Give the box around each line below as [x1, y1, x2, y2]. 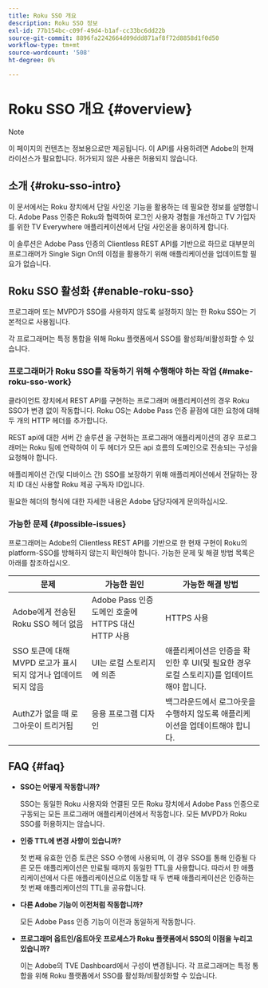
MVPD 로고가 [12, 657, 61, 669]
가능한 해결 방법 [182, 579, 239, 590]
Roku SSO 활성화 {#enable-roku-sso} [8, 284, 195, 298]
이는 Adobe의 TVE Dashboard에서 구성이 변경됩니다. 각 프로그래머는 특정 [19, 960, 251, 970]
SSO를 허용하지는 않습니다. [19, 819, 105, 828]
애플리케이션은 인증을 [164, 645, 242, 657]
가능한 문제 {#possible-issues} [8, 518, 127, 530]
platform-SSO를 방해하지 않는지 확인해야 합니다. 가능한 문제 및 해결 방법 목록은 [8, 548, 255, 557]
